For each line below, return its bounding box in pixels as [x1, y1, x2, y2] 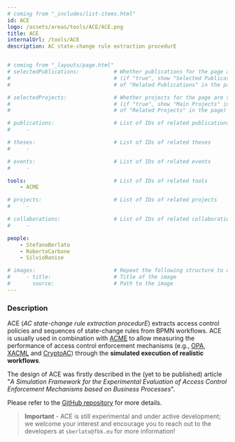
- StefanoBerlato [20, 241, 71, 248]
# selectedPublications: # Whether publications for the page [7, 68, 224, 75]
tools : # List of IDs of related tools [7, 177, 208, 185]
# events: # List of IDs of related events [7, 158, 211, 165]
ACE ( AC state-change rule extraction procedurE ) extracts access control [7, 319, 220, 328]
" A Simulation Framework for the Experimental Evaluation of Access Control [7, 377, 227, 386]
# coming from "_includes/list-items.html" [7, 10, 136, 18]
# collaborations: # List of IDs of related [7, 215, 190, 222]
